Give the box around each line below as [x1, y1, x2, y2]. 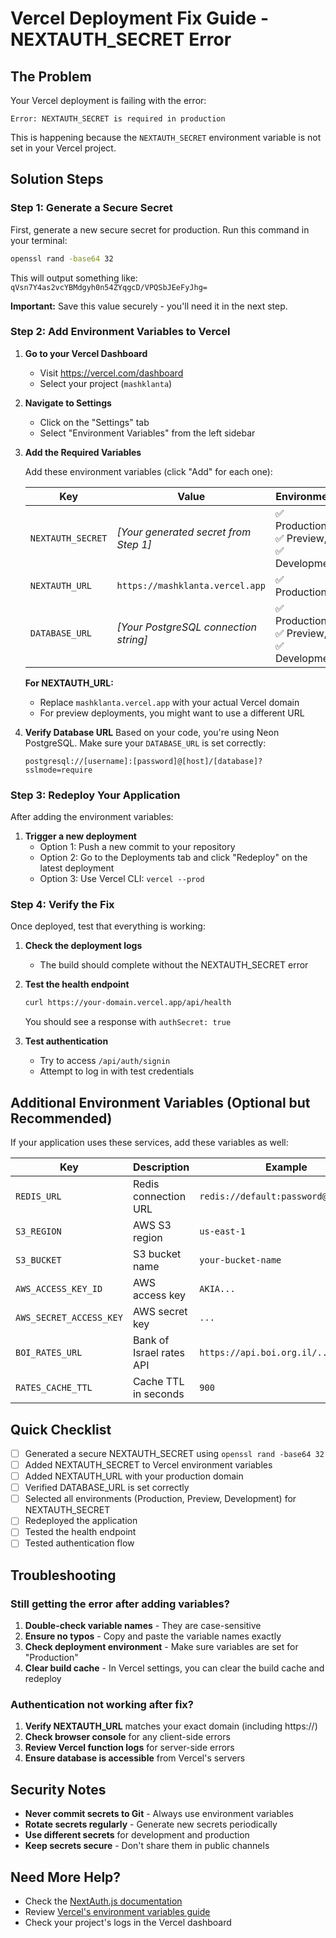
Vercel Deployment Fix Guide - [10, 7, 270, 30]
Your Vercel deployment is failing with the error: [10, 95, 207, 106]
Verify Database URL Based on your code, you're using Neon [24, 726, 280, 738]
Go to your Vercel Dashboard [24, 347, 148, 359]
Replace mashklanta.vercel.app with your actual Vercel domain [39, 696, 300, 708]
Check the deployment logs [24, 940, 143, 952]
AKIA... [199, 1283, 236, 1295]
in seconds [132, 1387, 185, 1401]
